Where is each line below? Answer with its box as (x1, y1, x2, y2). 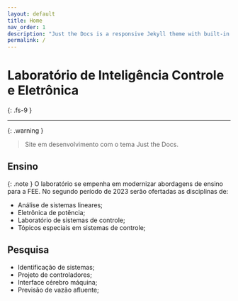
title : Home (7, 17, 42, 24)
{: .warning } (7, 126, 44, 135)
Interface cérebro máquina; (17, 278, 98, 286)
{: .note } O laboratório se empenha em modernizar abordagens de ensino (7, 179, 223, 188)
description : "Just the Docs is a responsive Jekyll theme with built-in (7, 30, 230, 38)
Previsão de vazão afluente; (17, 285, 99, 294)
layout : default (7, 10, 55, 18)
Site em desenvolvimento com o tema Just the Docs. (24, 140, 179, 149)
